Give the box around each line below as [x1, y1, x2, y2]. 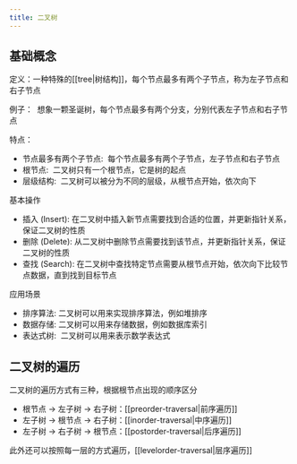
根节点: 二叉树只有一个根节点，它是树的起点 [21, 165, 186, 176]
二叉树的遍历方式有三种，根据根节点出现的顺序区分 [9, 384, 198, 395]
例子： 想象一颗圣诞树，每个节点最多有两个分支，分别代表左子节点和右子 [9, 104, 280, 115]
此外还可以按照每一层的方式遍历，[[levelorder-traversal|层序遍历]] [9, 445, 253, 456]
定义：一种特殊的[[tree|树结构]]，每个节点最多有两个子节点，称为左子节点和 [9, 73, 289, 85]
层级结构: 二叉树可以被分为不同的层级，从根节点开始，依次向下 [21, 176, 257, 186]
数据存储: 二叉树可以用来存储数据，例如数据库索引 [21, 319, 208, 330]
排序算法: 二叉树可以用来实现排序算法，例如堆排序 [21, 308, 208, 319]
